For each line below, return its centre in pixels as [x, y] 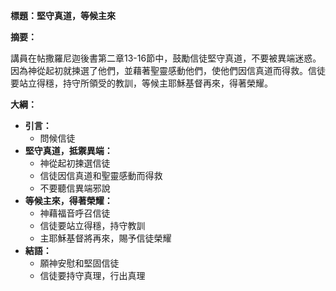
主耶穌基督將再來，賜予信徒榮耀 [105, 238]
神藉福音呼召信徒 [75, 213]
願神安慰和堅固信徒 [79, 263]
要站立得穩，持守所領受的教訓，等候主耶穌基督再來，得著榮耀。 [141, 83]
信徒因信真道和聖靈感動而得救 [101, 175]
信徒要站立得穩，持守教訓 [92, 225]
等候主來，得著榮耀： [68, 200]
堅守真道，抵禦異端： [68, 150]
